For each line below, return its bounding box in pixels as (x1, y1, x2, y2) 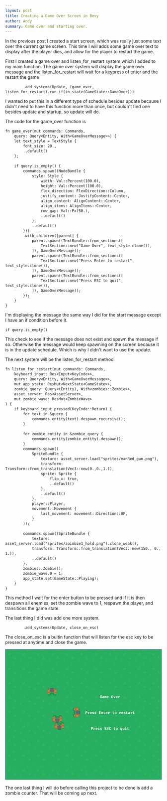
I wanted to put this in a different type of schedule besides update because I (5, 98, 162, 104)
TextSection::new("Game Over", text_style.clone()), (40, 243, 153, 249)
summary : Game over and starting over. (5, 24, 88, 29)
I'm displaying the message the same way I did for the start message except (5, 312, 162, 318)
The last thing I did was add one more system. (5, 615, 100, 621)
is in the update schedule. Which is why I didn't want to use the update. (5, 347, 152, 353)
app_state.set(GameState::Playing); (23, 576, 99, 581)
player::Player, (31, 501, 66, 506)
